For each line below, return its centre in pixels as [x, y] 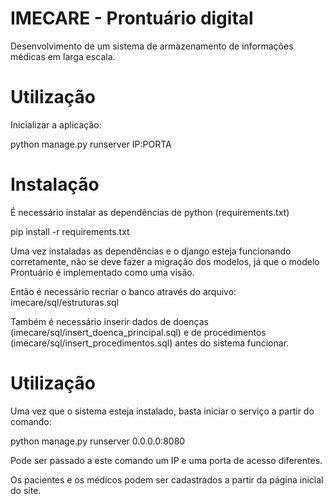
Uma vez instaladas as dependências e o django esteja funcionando [151, 251]
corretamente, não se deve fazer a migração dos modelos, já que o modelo [165, 261]
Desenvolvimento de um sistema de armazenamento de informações [152, 46]
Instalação [55, 184]
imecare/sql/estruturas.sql [64, 302]
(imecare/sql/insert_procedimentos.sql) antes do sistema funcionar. [150, 343]
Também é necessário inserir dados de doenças [109, 321]
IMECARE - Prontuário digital [132, 18]
